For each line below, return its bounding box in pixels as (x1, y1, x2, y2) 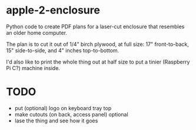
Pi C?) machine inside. (6, 64, 61, 71)
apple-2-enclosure (6, 4, 100, 17)
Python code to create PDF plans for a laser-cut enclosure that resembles (6, 23, 185, 30)
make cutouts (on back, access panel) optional (14, 111, 128, 118)
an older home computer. (6, 29, 68, 36)
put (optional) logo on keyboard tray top (14, 104, 112, 112)
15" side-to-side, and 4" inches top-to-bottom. (6, 46, 119, 54)
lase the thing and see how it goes (14, 117, 98, 124)
